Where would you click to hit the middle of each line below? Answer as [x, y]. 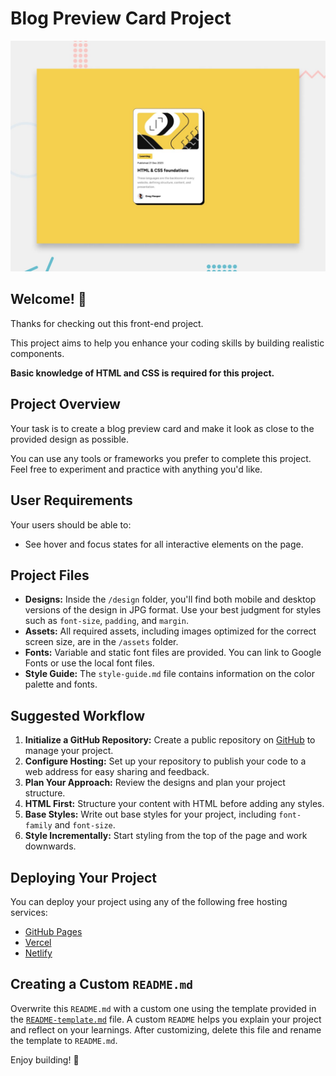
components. [37, 353]
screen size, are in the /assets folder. [101, 642]
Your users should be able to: [71, 524]
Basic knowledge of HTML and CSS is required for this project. [142, 373]
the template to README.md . [64, 1040]
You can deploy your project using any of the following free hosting [149, 901]
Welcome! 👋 [48, 299]
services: [29, 912]
